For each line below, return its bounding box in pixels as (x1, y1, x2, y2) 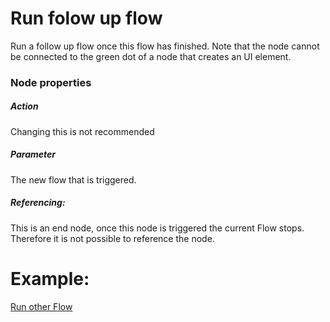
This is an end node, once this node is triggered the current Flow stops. (10, 222, 305, 234)
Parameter (10, 148, 56, 161)
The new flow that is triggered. (10, 173, 137, 186)
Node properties (10, 75, 92, 89)
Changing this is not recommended (10, 125, 155, 137)
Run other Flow (10, 300, 73, 312)
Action (10, 100, 39, 112)
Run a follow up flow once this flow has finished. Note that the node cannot (10, 40, 320, 52)
